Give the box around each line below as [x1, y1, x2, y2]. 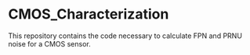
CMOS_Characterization [8, 5, 169, 23]
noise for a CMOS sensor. [8, 39, 92, 48]
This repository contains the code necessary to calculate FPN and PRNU [8, 31, 243, 40]
